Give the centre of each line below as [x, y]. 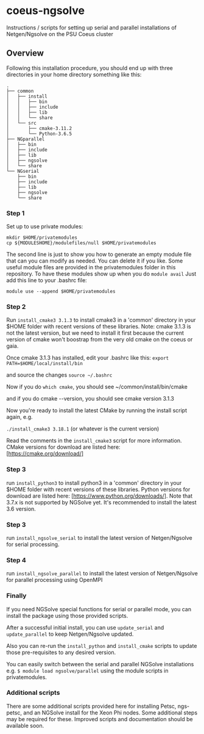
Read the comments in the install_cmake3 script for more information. [94, 441]
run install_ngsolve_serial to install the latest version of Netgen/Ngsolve [100, 537]
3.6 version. [21, 509]
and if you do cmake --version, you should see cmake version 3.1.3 [90, 399]
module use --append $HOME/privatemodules [61, 292]
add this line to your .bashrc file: [47, 280]
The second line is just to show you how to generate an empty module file [99, 255]
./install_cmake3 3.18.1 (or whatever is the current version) [83, 429]
